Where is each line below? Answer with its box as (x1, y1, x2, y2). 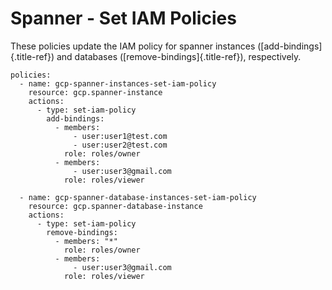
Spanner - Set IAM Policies (10, 7, 237, 30)
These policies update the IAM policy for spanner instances (10, 40, 256, 52)
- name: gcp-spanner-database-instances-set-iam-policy (19, 192, 257, 202)
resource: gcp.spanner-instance (28, 87, 163, 97)
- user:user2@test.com (73, 140, 168, 150)
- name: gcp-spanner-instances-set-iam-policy (19, 78, 217, 89)
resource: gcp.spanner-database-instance (28, 201, 203, 211)
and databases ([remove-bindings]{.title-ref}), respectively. (56, 50, 302, 62)
